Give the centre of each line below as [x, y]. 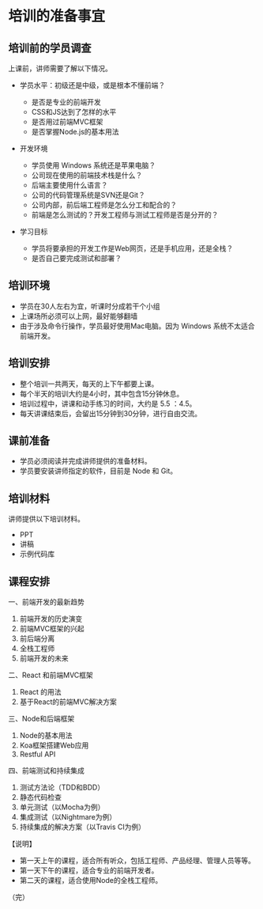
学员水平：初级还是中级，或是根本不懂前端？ [92, 85]
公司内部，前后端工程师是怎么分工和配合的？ [104, 205]
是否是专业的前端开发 [66, 102]
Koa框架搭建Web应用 [54, 745]
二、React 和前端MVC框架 [51, 675]
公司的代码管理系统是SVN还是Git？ [88, 195]
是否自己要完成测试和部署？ [77, 258]
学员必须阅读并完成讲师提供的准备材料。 [85, 461]
